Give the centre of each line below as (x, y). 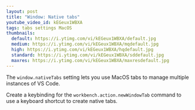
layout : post (22, 11)
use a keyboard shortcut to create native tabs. (62, 101)
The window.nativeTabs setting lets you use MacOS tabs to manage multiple (97, 77)
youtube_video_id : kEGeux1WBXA (44, 22)
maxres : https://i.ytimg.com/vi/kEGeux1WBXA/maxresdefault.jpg (90, 60)
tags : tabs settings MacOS (39, 28)
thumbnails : (21, 33)
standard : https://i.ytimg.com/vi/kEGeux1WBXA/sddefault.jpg (88, 55)
